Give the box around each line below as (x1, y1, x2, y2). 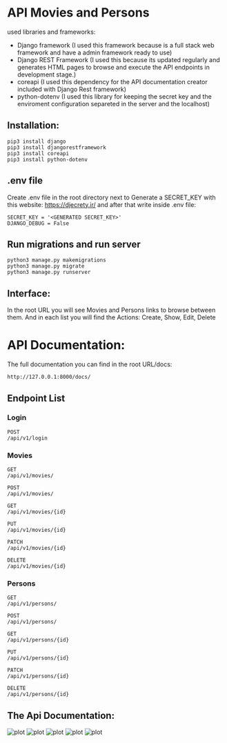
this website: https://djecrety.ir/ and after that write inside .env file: (7, 200, 197, 208)
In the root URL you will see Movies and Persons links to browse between (7, 306, 216, 315)
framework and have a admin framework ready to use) (17, 48, 172, 57)
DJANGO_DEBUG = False (7, 219, 70, 227)
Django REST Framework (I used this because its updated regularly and (17, 55, 221, 63)
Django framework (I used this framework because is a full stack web (17, 41, 215, 49)
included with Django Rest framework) (17, 85, 126, 93)
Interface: (7, 288, 50, 299)
